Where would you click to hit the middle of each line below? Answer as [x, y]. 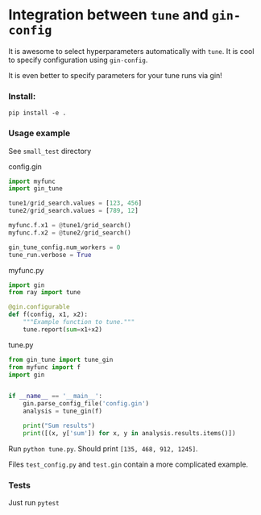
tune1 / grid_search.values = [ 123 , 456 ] [75, 203]
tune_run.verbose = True [50, 255]
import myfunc [32, 181]
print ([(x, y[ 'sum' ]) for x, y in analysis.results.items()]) [129, 433]
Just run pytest [34, 503]
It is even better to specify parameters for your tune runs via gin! [116, 75]
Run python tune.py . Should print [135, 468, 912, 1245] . [104, 448]
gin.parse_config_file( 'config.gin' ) [86, 404]
